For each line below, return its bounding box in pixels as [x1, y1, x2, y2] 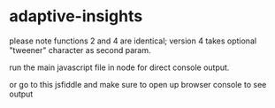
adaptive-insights [9, 6, 143, 27]
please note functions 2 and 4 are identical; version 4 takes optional [9, 35, 257, 46]
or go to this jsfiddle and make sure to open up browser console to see [9, 79, 267, 89]
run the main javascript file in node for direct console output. [9, 62, 230, 73]
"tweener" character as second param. [9, 44, 151, 55]
